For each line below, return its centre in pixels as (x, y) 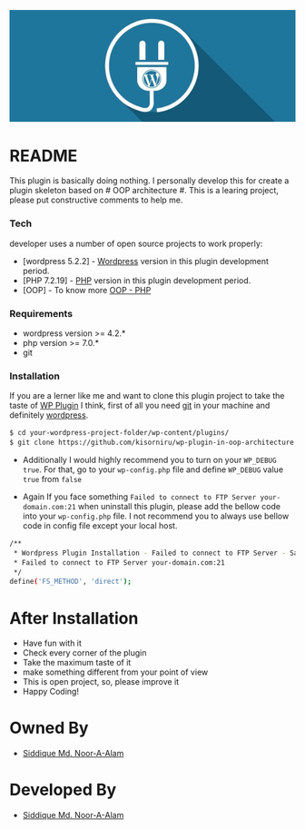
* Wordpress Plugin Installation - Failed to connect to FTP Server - (149, 553)
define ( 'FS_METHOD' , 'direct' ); (70, 582)
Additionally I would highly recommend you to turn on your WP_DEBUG (149, 459)
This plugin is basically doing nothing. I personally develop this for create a (149, 181)
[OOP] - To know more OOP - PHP (87, 290)
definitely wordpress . (49, 415)
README (44, 156)
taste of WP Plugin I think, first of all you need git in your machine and (140, 406)
